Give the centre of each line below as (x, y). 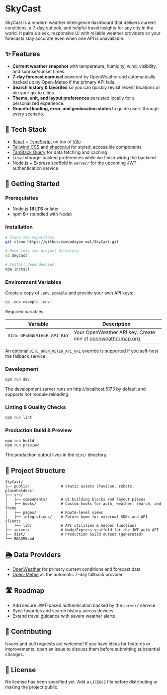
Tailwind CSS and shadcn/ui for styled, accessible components (77, 147)
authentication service (35, 168)
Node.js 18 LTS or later (36, 209)
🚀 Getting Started (33, 183)
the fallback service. (26, 356)
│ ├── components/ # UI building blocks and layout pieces (75, 499)
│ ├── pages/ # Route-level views (54, 513)
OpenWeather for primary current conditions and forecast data (76, 569)
